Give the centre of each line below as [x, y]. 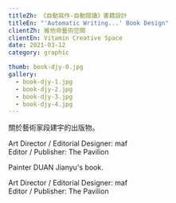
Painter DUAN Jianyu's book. [56, 167]
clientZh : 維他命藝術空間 [47, 30]
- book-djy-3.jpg [44, 96]
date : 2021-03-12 [37, 45]
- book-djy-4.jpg [44, 104]
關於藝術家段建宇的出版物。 [54, 127]
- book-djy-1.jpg [44, 82]
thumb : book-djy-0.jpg [46, 67]
